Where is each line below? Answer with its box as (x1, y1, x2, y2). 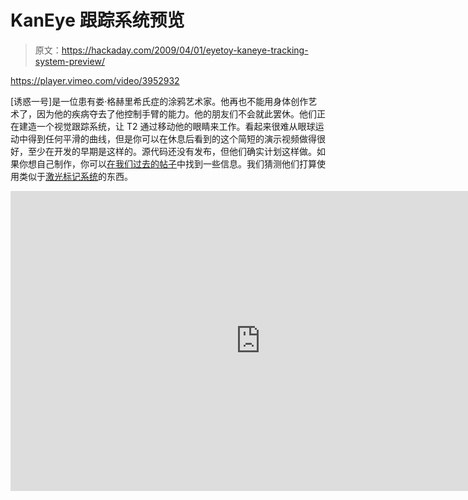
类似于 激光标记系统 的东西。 (18, 170, 133, 182)
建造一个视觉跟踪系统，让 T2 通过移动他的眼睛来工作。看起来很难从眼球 (18, 120, 316, 132)
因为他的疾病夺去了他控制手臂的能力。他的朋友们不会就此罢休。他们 (36, 107, 317, 120)
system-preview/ (34, 55, 105, 67)
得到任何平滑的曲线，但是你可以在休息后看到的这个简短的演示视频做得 (27, 132, 317, 145)
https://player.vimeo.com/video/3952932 (10, 74, 180, 86)
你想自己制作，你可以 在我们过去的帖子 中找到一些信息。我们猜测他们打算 (18, 157, 317, 170)
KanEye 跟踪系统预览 (10, 9, 185, 32)
